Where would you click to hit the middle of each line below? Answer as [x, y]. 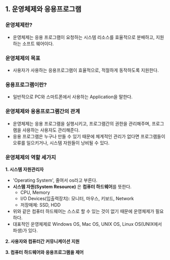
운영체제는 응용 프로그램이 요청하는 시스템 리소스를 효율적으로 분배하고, [83, 37]
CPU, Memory [35, 192]
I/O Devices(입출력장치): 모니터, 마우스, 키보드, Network [77, 198]
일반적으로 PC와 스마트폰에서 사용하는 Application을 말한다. [72, 97]
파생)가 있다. [25, 230]
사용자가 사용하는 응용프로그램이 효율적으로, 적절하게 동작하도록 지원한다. [86, 70]
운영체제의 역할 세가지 [31, 157]
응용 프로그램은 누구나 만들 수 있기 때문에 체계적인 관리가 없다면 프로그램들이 [89, 136]
